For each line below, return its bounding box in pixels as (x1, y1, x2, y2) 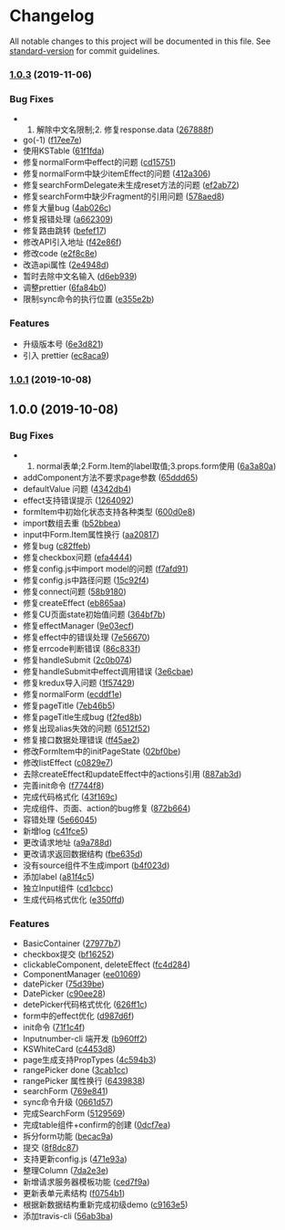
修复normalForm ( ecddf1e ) (22, 689, 123, 700)
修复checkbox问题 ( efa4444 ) (22, 552, 133, 563)
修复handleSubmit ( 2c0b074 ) (22, 654, 133, 666)
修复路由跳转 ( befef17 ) (22, 225, 107, 236)
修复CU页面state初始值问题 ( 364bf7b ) (22, 609, 166, 620)
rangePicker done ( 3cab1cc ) (22, 1065, 129, 1076)
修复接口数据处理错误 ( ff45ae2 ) (22, 735, 140, 745)
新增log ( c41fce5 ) (22, 826, 88, 837)
